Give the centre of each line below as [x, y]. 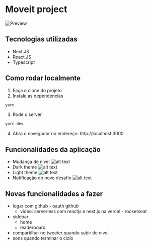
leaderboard [33, 227]
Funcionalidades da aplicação [53, 150]
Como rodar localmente [43, 78]
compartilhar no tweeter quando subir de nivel [61, 233]
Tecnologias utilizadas [41, 39]
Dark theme [25, 167]
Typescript [24, 62]
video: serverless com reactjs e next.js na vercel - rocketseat [83, 211]
